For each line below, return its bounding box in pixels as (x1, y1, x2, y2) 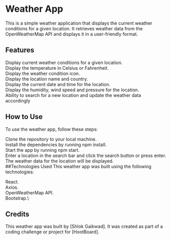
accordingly (5, 97, 31, 104)
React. (5, 178, 19, 185)
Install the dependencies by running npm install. (5, 142, 107, 148)
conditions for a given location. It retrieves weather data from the (5, 25, 143, 31)
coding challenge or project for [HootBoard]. (5, 229, 100, 235)
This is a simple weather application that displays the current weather (5, 20, 153, 26)
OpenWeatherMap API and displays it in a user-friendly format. (5, 31, 138, 37)
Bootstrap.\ (5, 195, 29, 201)
